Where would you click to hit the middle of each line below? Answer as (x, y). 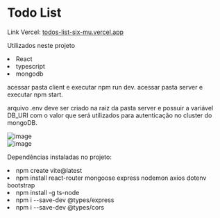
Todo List (34, 13)
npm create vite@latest (49, 170)
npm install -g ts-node (48, 192)
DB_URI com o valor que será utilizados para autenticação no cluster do (110, 115)
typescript (31, 66)
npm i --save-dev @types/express (65, 200)
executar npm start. (35, 94)
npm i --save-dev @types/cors (60, 207)
